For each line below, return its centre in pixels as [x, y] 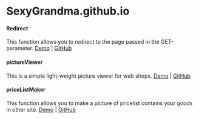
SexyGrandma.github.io [68, 11]
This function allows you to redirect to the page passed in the [83, 42]
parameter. [20, 48]
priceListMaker [26, 90]
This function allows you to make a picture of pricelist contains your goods [99, 103]
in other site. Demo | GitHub [41, 109]
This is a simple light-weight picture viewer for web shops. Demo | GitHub [99, 76]
